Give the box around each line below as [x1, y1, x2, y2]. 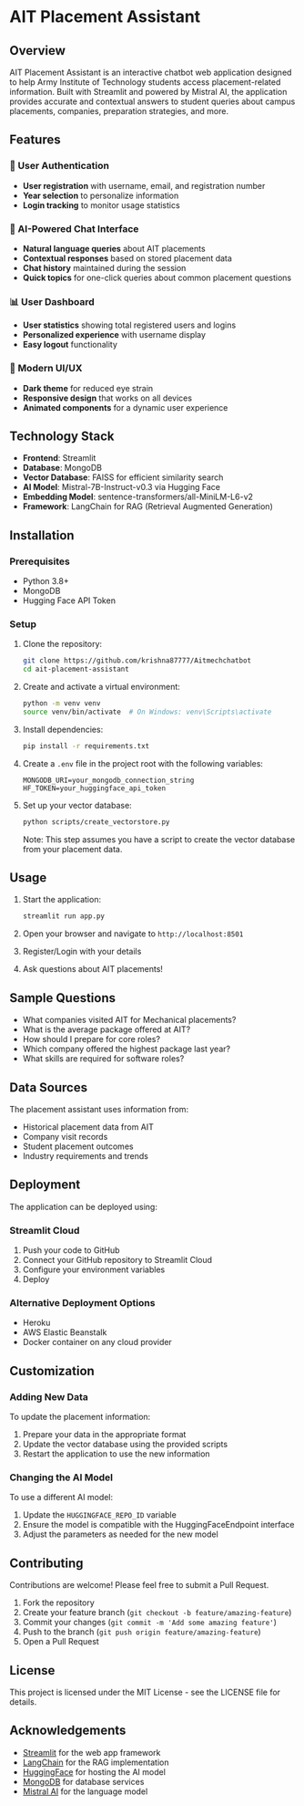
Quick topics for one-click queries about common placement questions [22, 272, 292, 283]
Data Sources [9, 1080, 88, 1095]
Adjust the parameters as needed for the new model [22, 1529, 218, 1540]
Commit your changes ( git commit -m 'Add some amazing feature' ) [22, 1617, 278, 1628]
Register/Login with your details [22, 946, 142, 957]
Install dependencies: [22, 724, 104, 735]
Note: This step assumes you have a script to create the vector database [22, 833, 296, 845]
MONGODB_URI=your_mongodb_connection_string [22, 776, 195, 785]
